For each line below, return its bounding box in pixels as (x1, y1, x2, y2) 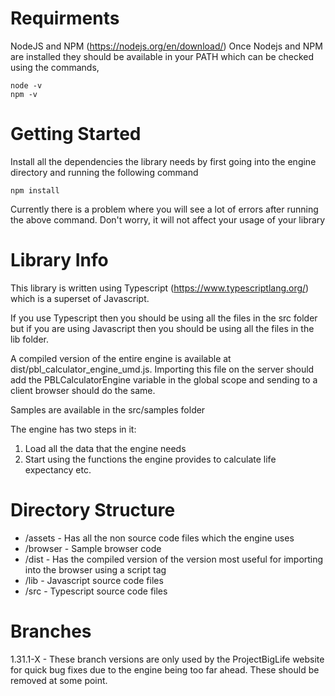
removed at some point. (10, 674, 108, 686)
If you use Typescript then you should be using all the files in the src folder (10, 312, 318, 324)
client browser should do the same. (10, 384, 156, 396)
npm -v (10, 89, 38, 99)
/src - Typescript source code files (24, 585, 168, 597)
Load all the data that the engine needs (24, 442, 187, 454)
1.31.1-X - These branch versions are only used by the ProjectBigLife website (10, 653, 325, 665)
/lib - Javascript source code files (24, 574, 164, 586)
